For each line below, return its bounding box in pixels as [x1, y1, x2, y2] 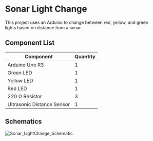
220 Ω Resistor [7, 93, 42, 100]
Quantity [75, 53, 96, 60]
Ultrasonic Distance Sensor [7, 101, 70, 107]
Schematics [5, 118, 42, 126]
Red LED [7, 85, 27, 92]
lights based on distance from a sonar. [5, 24, 82, 30]
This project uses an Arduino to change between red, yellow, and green [5, 19, 149, 25]
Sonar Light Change [5, 3, 87, 15]
